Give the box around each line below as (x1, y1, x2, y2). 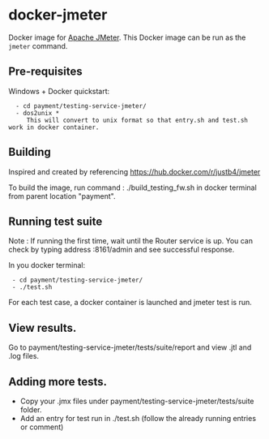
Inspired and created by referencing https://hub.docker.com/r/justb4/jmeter (8, 166, 261, 176)
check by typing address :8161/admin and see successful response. (8, 245, 235, 255)
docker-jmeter (8, 6, 108, 24)
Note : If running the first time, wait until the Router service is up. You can (8, 236, 254, 246)
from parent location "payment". (8, 191, 116, 200)
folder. (19, 405, 42, 415)
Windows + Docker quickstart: (8, 86, 110, 96)
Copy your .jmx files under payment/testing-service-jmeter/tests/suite (19, 396, 254, 406)
